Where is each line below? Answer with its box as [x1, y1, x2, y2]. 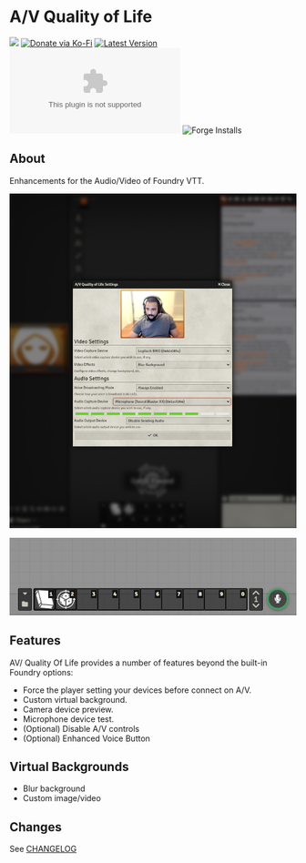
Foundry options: [9, 666, 74, 677]
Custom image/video [22, 793, 102, 804]
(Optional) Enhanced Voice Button [22, 733, 150, 744]
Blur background [22, 783, 86, 794]
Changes [9, 819, 62, 835]
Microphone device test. [22, 713, 115, 725]
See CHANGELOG [9, 844, 77, 855]
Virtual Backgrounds [9, 758, 129, 775]
